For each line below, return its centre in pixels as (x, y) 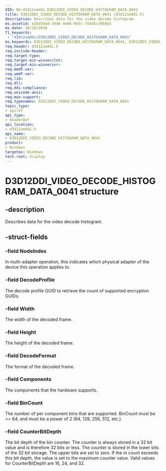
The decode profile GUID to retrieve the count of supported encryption (77, 291)
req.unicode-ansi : (24, 92)
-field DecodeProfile (30, 280)
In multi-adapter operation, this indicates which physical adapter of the (77, 262)
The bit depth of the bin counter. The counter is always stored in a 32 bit (79, 442)
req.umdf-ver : (20, 74)
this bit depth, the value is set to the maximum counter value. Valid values (80, 458)
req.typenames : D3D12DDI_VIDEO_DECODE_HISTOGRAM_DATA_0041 (67, 102)
